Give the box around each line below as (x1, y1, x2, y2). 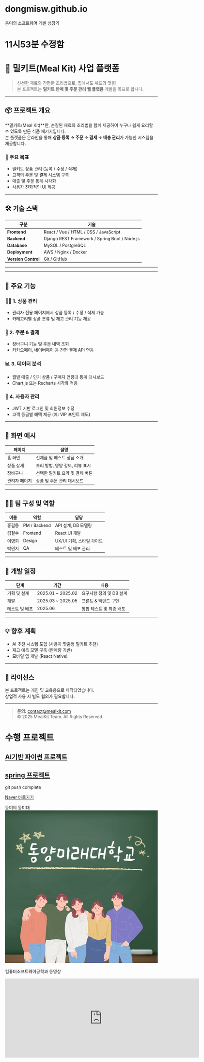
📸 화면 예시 (5, 432, 36, 440)
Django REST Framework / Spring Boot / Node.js (43, 235, 140, 241)
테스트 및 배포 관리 (55, 545, 90, 551)
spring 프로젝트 (5, 771, 50, 779)
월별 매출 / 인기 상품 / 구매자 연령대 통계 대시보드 (12, 374, 104, 380)
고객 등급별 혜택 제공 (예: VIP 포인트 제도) (12, 411, 91, 417)
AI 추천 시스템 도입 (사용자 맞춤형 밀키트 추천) (12, 641, 98, 647)
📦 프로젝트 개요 (5, 106, 50, 115)
